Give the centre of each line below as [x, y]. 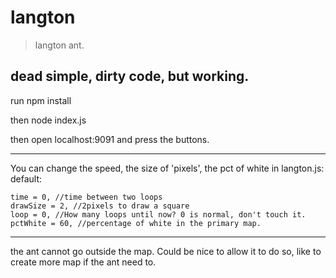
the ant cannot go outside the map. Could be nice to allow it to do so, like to [166, 251]
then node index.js [48, 120]
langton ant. [59, 45]
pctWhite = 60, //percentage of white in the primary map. [136, 223]
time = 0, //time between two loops [86, 197]
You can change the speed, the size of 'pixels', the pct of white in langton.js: [167, 168]
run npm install [41, 100]
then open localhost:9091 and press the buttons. [110, 139]
